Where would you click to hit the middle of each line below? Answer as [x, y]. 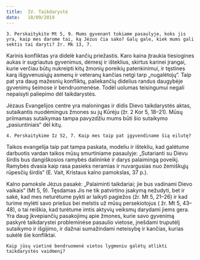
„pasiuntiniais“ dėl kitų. [34, 124]
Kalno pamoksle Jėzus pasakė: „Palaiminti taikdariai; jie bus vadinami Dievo [99, 184]
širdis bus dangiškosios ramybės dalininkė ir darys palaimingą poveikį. [93, 159]
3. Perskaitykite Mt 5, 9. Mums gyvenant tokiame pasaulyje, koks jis [96, 34]
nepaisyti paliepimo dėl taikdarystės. [51, 94]
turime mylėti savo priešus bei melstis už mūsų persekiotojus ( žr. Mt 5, [94, 203]
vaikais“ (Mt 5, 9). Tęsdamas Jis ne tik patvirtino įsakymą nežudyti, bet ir [96, 190]
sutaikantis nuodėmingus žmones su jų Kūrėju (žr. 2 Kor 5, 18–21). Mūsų [95, 112]
